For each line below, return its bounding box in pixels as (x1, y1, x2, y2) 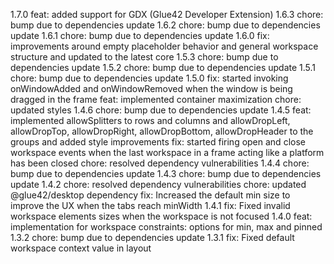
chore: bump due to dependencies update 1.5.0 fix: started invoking (10, 72, 289, 84)
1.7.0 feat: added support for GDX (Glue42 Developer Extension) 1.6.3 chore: (10, 9, 324, 20)
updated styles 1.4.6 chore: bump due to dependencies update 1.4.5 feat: (10, 104, 312, 116)
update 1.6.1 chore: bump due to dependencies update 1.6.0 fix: (10, 30, 270, 41)
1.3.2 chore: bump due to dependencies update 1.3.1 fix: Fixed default (10, 232, 295, 243)
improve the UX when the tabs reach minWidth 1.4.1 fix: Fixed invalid (10, 200, 291, 211)
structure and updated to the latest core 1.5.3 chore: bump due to (10, 51, 279, 63)
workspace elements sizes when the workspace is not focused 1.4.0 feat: (10, 210, 313, 222)
